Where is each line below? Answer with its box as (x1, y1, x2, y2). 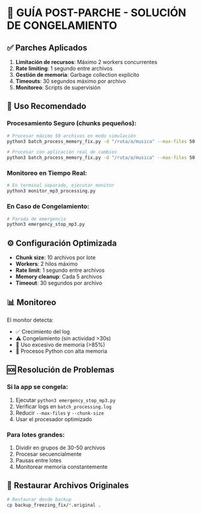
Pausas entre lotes (15, 456, 62, 464)
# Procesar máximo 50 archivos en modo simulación (7, 132, 136, 139)
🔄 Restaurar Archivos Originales (7, 480, 129, 491)
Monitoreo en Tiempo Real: (7, 169, 88, 177)
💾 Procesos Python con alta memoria (15, 347, 107, 355)
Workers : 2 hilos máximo (15, 261, 78, 268)
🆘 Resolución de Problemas (7, 365, 115, 375)
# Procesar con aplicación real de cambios (7, 149, 118, 155)
